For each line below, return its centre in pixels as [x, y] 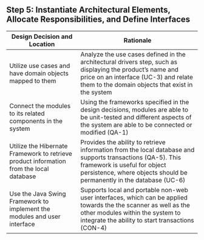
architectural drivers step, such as [129, 62]
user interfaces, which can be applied [134, 198]
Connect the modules [40, 105]
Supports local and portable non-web [134, 190]
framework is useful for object [123, 165]
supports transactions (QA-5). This [131, 157]
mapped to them [33, 81]
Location [42, 44]
